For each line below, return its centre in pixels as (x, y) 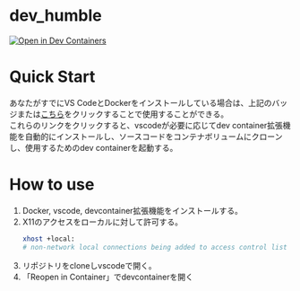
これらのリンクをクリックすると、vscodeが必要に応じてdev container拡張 (146, 125)
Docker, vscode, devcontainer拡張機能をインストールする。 (133, 210)
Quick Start (52, 77)
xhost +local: (48, 239)
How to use (52, 185)
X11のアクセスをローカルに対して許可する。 (103, 222)
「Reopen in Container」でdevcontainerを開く (108, 277)
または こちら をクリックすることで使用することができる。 (123, 114)
